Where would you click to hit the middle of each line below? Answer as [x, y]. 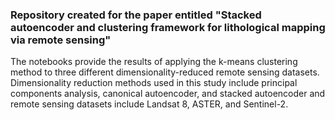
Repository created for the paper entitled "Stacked [136, 15]
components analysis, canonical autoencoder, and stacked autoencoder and [168, 94]
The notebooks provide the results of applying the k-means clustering [154, 62]
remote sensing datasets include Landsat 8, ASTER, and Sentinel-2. [149, 104]
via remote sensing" [61, 40]
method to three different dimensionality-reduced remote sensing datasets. [165, 72]
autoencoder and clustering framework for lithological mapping [168, 27]
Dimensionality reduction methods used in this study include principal [154, 83]
